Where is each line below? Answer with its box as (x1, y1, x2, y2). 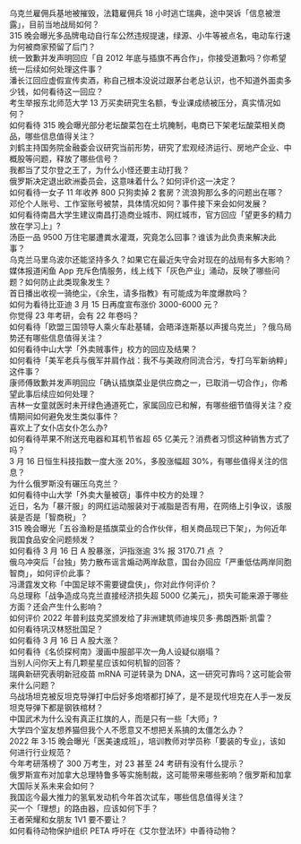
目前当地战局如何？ (28, 19, 100, 30)
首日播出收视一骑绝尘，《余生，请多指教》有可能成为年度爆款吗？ (9, 288, 249, 298)
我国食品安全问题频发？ (9, 534, 96, 545)
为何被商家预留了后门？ (9, 41, 96, 52)
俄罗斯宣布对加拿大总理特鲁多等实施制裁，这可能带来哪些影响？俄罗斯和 (9, 770, 276, 779)
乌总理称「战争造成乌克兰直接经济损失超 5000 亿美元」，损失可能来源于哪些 (9, 590, 288, 600)
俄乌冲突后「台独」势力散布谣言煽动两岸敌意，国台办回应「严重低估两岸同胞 (9, 556, 292, 567)
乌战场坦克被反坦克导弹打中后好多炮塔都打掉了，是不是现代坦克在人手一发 (9, 691, 284, 702)
